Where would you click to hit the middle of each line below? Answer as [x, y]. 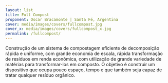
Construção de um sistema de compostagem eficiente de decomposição [82, 48]
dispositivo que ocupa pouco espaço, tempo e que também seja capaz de [84, 70]
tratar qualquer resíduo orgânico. [40, 75]
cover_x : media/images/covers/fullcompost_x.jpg [58, 29]
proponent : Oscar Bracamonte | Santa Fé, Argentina [62, 19]
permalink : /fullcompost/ [33, 34]
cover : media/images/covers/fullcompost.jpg [54, 24]
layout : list [19, 10]
